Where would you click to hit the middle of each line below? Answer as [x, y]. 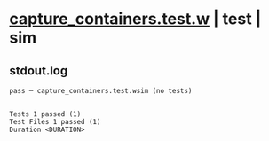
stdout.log [39, 70]
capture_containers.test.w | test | [135, 19]
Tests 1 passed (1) [45, 114]
